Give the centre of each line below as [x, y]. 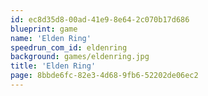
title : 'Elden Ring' [53, 66]
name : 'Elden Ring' [51, 38]
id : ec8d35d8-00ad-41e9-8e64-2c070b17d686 [100, 19]
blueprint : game [44, 29]
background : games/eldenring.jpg [80, 57]
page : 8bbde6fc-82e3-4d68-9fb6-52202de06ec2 [104, 76]
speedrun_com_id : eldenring [69, 47]
